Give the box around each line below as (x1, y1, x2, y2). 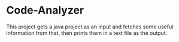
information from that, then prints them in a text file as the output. (6, 29, 168, 36)
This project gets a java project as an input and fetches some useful (6, 23, 174, 30)
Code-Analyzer (6, 4, 84, 17)
